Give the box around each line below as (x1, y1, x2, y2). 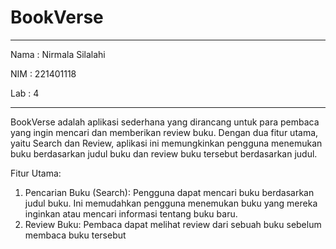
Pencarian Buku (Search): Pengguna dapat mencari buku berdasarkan (24, 186, 315, 198)
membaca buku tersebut (24, 229, 127, 241)
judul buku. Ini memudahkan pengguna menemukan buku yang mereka (24, 197, 318, 209)
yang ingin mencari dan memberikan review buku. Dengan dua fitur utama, (10, 126, 319, 138)
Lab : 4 (10, 87, 40, 99)
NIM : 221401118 (10, 67, 77, 80)
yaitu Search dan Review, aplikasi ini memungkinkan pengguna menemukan (10, 137, 323, 149)
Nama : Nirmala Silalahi (10, 48, 106, 60)
